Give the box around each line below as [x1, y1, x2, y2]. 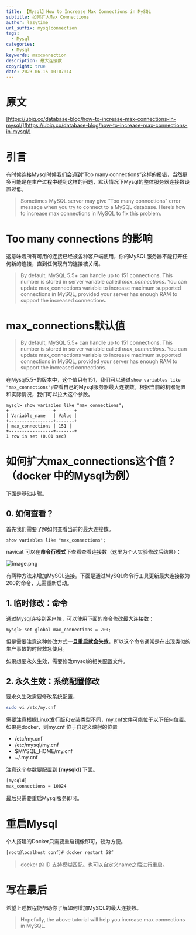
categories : [6, 42, 35, 48]
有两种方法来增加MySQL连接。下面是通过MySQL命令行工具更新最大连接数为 [6, 572, 190, 579]
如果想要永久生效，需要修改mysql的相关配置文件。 [6, 657, 129, 664]
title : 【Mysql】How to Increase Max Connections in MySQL [6, 8, 152, 15]
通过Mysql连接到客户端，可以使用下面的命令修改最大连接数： [6, 615, 154, 622]
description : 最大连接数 [6, 58, 63, 63]
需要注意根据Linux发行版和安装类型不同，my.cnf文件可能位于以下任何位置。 [6, 716, 190, 723]
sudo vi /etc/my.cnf [6, 705, 57, 711]
